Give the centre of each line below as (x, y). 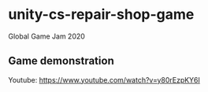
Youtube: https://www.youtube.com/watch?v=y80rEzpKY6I (104, 79)
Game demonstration (61, 61)
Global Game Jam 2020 (46, 36)
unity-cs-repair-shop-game (101, 15)
